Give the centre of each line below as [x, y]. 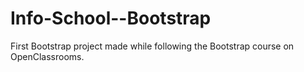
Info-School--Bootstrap [111, 18]
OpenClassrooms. [47, 56]
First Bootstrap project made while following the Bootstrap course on [152, 46]
